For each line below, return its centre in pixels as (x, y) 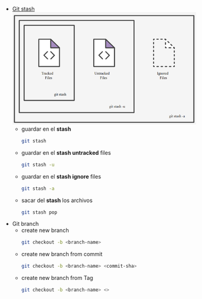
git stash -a (38, 188)
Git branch (25, 224)
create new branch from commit (62, 254)
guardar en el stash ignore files (61, 176)
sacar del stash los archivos (57, 200)
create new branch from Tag (57, 278)
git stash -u (38, 165)
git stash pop (39, 212)
